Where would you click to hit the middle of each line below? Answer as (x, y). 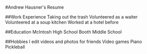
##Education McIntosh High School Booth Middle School (64, 32)
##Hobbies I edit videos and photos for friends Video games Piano (73, 41)
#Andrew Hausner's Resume (34, 7)
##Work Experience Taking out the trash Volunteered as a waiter (72, 17)
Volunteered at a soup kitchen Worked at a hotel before (62, 22)
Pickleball (15, 47)
